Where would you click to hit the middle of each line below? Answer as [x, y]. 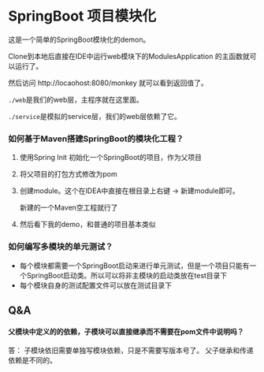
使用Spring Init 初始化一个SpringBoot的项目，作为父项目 [111, 158]
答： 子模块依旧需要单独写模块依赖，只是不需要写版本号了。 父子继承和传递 [131, 351]
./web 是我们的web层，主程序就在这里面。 [76, 99]
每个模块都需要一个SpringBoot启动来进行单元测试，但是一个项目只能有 [134, 266]
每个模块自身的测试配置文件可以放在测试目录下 [95, 285]
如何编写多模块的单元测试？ [61, 247]
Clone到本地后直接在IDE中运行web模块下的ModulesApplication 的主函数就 [129, 56]
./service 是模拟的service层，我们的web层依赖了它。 [95, 116]
